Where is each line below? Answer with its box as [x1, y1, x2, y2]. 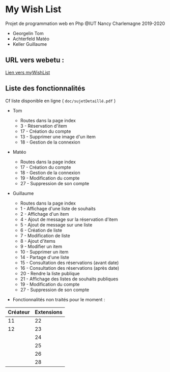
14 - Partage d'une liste [20, 254, 70, 260]
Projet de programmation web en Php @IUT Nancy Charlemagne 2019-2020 [5, 20, 165, 26]
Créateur [8, 308, 30, 316]
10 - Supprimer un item [20, 248, 69, 255]
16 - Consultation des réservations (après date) [20, 265, 120, 271]
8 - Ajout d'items [20, 238, 56, 244]
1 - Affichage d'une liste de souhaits [20, 205, 96, 212]
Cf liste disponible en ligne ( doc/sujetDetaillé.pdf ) [5, 98, 116, 104]
